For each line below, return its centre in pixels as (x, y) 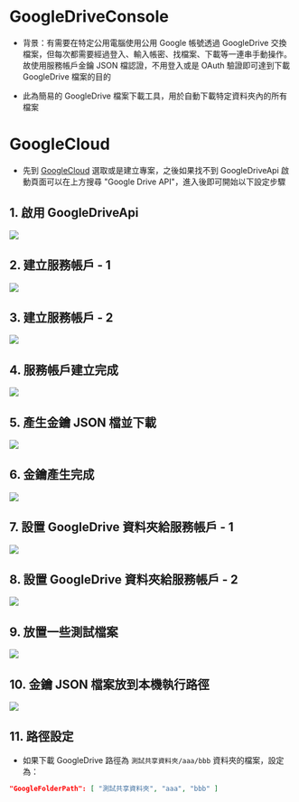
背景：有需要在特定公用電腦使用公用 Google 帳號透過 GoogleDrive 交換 (154, 42)
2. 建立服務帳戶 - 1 (60, 265)
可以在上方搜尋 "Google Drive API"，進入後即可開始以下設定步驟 (166, 182)
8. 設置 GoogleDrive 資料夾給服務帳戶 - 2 (124, 579)
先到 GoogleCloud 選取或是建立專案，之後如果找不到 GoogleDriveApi (151, 170)
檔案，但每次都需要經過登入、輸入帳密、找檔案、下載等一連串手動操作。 (157, 54)
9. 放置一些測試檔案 (64, 632)
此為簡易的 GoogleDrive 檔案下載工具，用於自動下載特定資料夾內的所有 (154, 96)
